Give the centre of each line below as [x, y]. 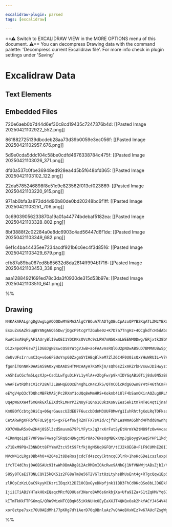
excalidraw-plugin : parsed [34, 14]
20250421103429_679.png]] [35, 252]
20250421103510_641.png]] [34, 283]
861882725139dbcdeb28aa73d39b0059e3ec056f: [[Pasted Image [76, 140]
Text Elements [29, 95]
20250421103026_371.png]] [35, 160]
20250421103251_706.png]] [35, 206]
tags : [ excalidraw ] [26, 19]
